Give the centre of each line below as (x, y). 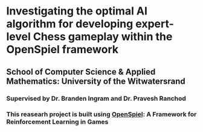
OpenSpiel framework (63, 50)
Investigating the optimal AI (77, 11)
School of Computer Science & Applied (81, 71)
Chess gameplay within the (103, 37)
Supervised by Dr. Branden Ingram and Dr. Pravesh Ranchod (96, 98)
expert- (155, 24)
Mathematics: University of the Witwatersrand (96, 81)
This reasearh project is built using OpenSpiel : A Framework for (101, 115)
